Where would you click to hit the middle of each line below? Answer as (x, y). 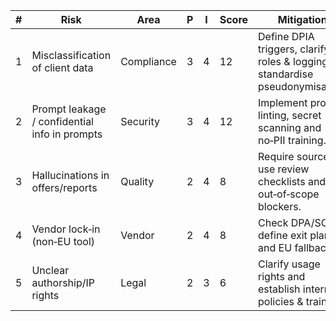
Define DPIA (286, 36)
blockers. (280, 206)
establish (279, 289)
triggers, (278, 49)
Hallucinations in (70, 175)
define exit (283, 235)
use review (284, 169)
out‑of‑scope (289, 194)
